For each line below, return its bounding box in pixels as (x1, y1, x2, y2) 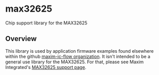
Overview (5, 34, 37, 43)
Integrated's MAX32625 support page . (5, 64, 87, 70)
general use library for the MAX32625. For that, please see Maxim (5, 59, 144, 65)
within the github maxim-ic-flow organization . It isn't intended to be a (5, 53, 150, 59)
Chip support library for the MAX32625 (5, 20, 88, 26)
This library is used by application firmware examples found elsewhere (5, 48, 154, 54)
